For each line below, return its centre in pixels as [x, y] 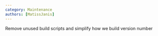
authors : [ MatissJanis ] [30, 14]
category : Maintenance [29, 10]
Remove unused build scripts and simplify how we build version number [79, 28]
